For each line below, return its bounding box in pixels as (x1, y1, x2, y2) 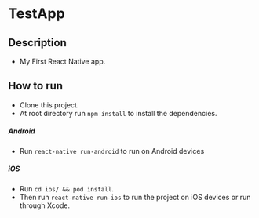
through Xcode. (19, 201, 71, 210)
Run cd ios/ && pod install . (19, 183, 114, 193)
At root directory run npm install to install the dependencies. (19, 108, 217, 118)
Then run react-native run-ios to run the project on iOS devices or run (19, 192, 251, 202)
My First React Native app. (19, 56, 106, 66)
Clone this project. (19, 100, 79, 110)
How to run (8, 79, 64, 93)
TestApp (8, 5, 65, 23)
